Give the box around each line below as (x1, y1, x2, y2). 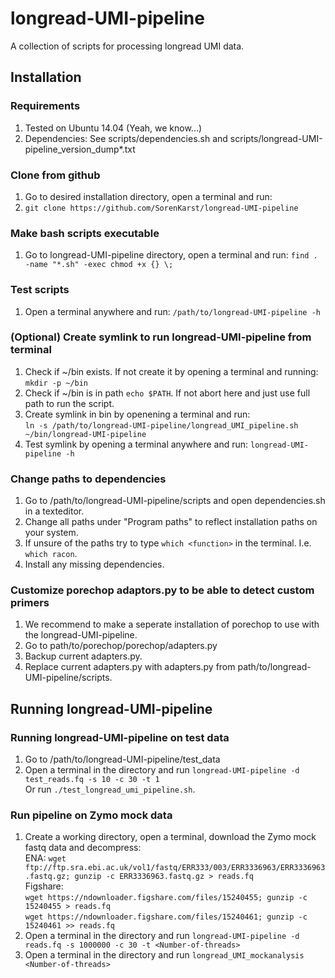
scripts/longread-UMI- (229, 132, 323, 144)
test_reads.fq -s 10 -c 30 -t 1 (24, 775, 160, 785)
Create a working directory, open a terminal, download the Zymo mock (24, 831, 317, 843)
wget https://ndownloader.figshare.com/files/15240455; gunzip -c (24, 893, 308, 903)
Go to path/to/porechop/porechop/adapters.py (24, 640, 218, 652)
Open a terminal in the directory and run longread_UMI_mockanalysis (24, 949, 305, 961)
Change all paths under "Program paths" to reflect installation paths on (24, 516, 318, 528)
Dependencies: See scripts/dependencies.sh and (24, 132, 228, 144)
